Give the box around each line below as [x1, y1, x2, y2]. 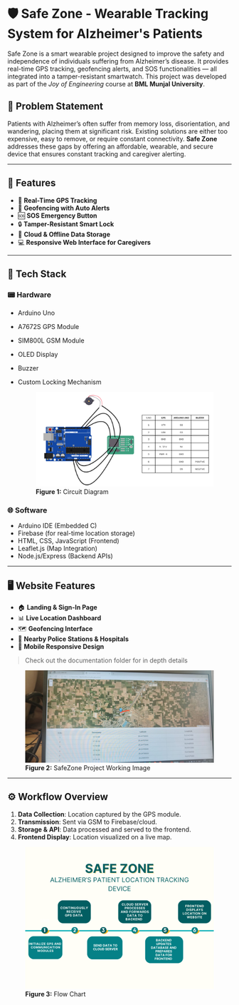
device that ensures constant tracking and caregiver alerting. [7, 149, 186, 158]
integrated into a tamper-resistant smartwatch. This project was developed [7, 72, 227, 81]
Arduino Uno [17, 308, 55, 318]
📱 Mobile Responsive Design [17, 642, 105, 650]
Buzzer [17, 364, 39, 373]
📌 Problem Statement [7, 101, 104, 113]
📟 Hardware [7, 290, 52, 300]
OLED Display [17, 350, 58, 359]
